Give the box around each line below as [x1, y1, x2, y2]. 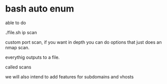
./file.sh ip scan [5, 29, 37, 35]
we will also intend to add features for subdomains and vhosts [5, 73, 134, 79]
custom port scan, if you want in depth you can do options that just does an [5, 39, 162, 45]
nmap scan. [5, 44, 30, 50]
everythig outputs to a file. [5, 54, 60, 60]
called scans [5, 64, 32, 70]
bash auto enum [5, 3, 74, 15]
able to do [5, 20, 26, 26]
